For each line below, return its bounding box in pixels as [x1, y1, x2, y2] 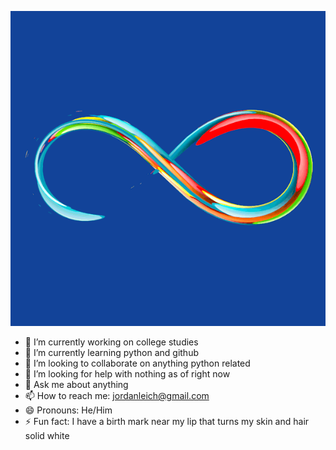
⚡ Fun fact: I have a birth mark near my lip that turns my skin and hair [24, 416, 310, 427]
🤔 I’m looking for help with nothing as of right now [24, 368, 231, 380]
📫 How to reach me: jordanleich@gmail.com [24, 390, 210, 401]
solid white [24, 430, 70, 441]
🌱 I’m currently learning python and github [24, 347, 199, 358]
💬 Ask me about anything [24, 379, 129, 390]
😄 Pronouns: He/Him [24, 404, 113, 416]
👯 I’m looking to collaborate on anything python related [24, 357, 251, 369]
